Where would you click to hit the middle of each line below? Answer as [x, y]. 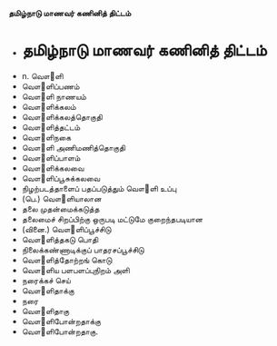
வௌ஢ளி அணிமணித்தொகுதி [74, 147]
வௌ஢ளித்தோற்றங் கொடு [67, 260]
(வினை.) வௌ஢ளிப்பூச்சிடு [66, 229]
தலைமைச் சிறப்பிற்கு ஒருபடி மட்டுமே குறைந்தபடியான [112, 219]
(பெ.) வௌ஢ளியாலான [61, 198]
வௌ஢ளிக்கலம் [49, 106]
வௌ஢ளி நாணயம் [54, 96]
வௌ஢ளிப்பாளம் [51, 157]
